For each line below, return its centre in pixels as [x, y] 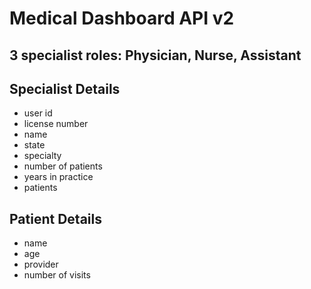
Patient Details [55, 218]
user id [38, 113]
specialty [42, 156]
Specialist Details [65, 88]
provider [41, 264]
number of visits [57, 275]
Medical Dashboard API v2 [122, 18]
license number [56, 124]
